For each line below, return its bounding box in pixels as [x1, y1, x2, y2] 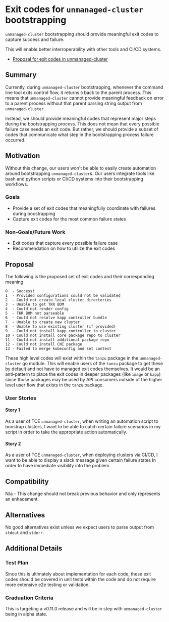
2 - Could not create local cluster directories [5, 297, 112, 302]
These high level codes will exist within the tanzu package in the [5, 355, 139, 361]
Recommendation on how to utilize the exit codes [12, 245, 115, 251]
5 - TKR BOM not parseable [5, 310, 65, 316]
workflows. [5, 181, 29, 187]
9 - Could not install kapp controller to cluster [5, 328, 116, 333]
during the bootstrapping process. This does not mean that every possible [5, 120, 160, 127]
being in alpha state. [5, 611, 47, 617]
